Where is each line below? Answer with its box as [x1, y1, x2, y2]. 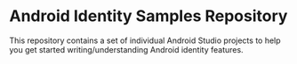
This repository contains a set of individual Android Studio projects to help [9, 35, 282, 46]
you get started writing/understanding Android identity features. [9, 44, 244, 54]
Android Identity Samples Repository [9, 6, 288, 26]
